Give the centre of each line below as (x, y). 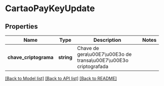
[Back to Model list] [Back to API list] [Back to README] (61, 78)
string (65, 57)
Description (107, 40)
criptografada (93, 66)
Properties (21, 26)
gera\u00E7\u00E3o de (104, 54)
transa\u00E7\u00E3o (103, 60)
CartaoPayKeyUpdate (50, 9)
